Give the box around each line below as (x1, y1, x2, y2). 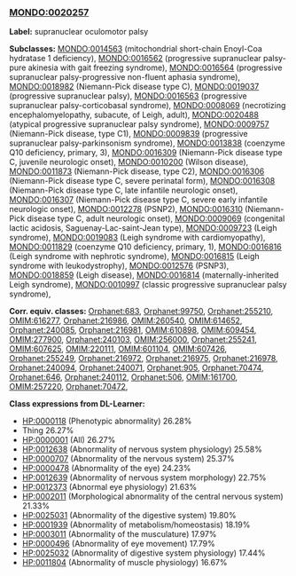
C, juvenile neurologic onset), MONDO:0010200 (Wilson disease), (9, 157, 249, 168)
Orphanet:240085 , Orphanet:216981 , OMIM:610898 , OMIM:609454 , (9, 325, 257, 335)
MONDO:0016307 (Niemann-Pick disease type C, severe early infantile (9, 194, 269, 205)
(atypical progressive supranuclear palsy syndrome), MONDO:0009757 (9, 119, 270, 130)
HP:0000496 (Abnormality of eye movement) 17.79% (21, 539, 215, 549)
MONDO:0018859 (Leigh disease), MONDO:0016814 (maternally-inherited (9, 270, 279, 280)
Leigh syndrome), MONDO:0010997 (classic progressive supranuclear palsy (9, 280, 287, 290)
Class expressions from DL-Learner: (9, 398, 145, 409)
